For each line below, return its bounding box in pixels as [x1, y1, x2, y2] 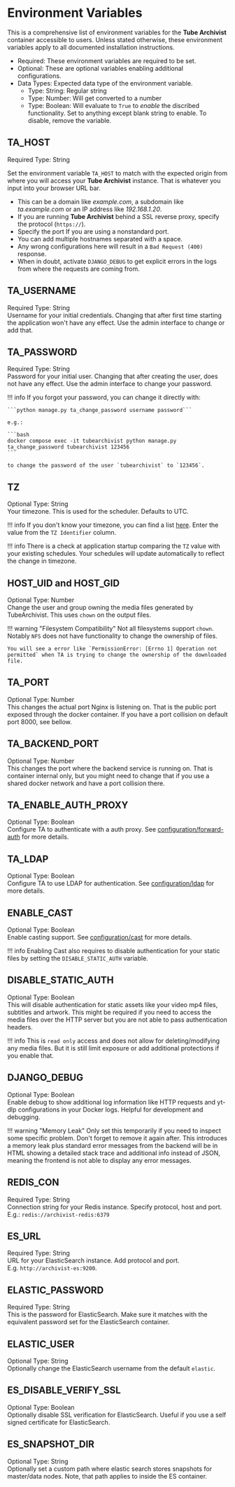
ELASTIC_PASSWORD [7, 1284, 104, 1296]
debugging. [7, 1112, 41, 1121]
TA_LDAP [7, 853, 49, 865]
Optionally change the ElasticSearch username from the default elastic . [7, 1363, 215, 1373]
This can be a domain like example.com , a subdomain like [17, 197, 184, 206]
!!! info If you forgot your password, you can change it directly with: [7, 393, 201, 401]
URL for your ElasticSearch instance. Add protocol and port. [7, 1256, 180, 1265]
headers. [7, 1022, 33, 1031]
